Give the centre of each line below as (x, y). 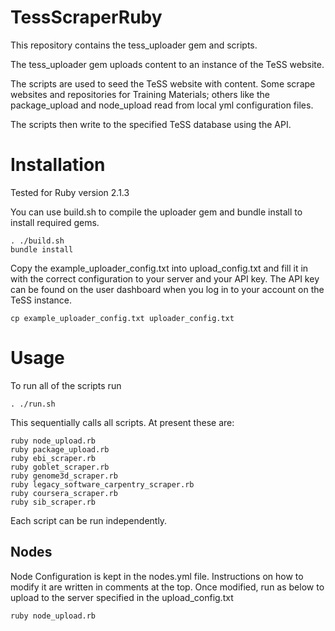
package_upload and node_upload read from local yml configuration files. (162, 105)
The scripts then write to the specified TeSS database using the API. (151, 124)
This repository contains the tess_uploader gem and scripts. (134, 45)
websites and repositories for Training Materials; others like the (140, 94)
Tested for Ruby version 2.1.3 (70, 192)
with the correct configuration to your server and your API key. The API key (165, 278)
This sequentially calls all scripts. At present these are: (122, 422)
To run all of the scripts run (66, 385)
